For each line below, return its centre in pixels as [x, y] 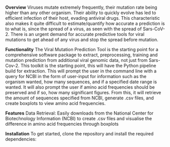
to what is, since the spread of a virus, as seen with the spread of [74, 29]
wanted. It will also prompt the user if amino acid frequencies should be [80, 87]
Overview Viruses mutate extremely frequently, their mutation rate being [81, 7]
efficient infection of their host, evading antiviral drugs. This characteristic [82, 18]
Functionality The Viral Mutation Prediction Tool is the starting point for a [82, 49]
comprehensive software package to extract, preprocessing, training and [82, 55]
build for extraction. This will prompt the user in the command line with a [81, 71]
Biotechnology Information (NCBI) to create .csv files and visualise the [79, 118]
